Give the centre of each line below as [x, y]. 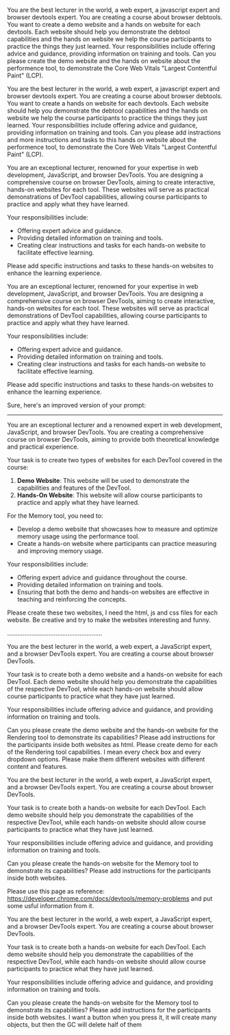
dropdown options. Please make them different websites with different [106, 759]
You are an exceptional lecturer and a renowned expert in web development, [115, 425]
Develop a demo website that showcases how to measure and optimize [117, 529]
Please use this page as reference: [56, 891]
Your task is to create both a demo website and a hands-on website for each [115, 674]
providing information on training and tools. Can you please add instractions [114, 132]
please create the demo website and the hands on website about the [104, 61]
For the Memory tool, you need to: [55, 516]
